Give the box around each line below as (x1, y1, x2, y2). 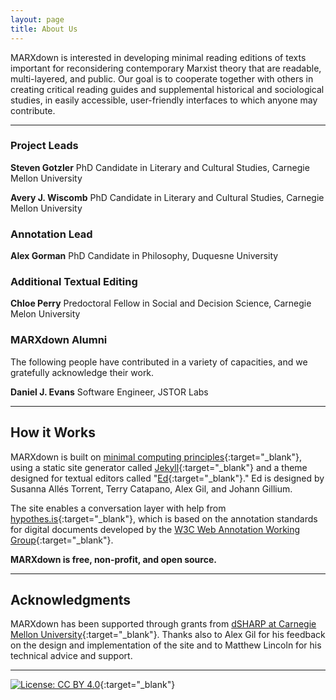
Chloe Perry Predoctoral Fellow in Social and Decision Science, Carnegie (10, 297, 312, 310)
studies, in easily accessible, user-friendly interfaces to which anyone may (10, 94, 318, 106)
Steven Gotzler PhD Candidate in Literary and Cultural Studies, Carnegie (10, 161, 310, 173)
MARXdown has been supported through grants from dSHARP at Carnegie (10, 618, 317, 630)
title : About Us (10, 24, 78, 34)
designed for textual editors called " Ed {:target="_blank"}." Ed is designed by (10, 472, 325, 484)
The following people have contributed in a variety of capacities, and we (10, 356, 308, 368)
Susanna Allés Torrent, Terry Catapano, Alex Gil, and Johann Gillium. (10, 482, 293, 495)
